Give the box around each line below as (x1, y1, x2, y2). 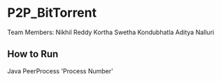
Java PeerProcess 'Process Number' (7, 66, 113, 75)
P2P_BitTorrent (7, 5, 97, 21)
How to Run (7, 48, 59, 60)
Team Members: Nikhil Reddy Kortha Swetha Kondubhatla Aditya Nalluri (7, 28, 215, 36)
